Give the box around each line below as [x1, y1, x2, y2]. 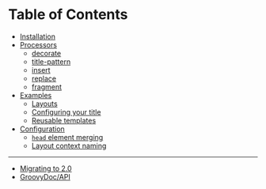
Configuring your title [31, 107, 101, 116]
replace [31, 74, 57, 83]
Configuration [19, 124, 65, 134]
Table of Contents [8, 6, 128, 24]
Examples [19, 90, 52, 100]
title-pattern [31, 57, 71, 66]
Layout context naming [31, 141, 107, 150]
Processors [19, 40, 58, 49]
